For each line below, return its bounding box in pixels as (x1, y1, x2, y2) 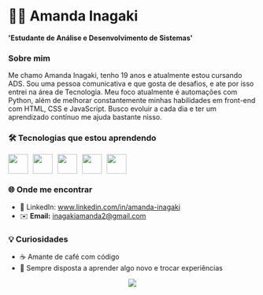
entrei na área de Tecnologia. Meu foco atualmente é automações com (8, 87, 238, 97)
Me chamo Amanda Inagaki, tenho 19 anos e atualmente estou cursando (8, 71, 243, 80)
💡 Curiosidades (8, 234, 69, 245)
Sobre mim (8, 53, 51, 64)
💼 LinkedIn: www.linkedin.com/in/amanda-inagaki (19, 202, 181, 212)
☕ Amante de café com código (19, 252, 120, 262)
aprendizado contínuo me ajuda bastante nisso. (8, 112, 163, 122)
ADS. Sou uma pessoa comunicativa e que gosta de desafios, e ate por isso (8, 79, 254, 89)
